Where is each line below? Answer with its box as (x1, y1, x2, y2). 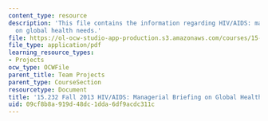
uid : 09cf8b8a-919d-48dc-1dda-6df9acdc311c (8, 100, 156, 108)
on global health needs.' (15, 26, 102, 34)
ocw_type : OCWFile (8, 64, 69, 72)
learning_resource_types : (8, 49, 94, 57)
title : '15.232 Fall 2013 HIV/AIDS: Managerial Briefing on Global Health (8, 93, 262, 101)
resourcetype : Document (8, 85, 88, 94)
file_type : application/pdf (8, 41, 102, 49)
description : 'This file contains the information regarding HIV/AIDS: (8, 19, 251, 27)
